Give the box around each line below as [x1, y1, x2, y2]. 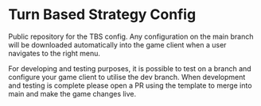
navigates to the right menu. [8, 48, 101, 58]
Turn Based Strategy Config [8, 6, 197, 24]
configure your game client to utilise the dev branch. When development [8, 72, 246, 81]
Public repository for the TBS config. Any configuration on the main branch [8, 32, 254, 41]
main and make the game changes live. [8, 89, 137, 98]
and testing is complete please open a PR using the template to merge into [8, 81, 252, 90]
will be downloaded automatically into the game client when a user [8, 40, 227, 49]
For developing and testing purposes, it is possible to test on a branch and [8, 63, 252, 73]
